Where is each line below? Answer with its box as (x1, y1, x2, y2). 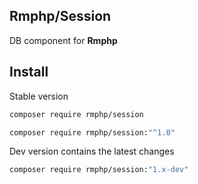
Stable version (9, 90, 69, 102)
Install (9, 64, 49, 81)
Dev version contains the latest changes (9, 145, 175, 158)
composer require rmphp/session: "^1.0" (9, 127, 176, 138)
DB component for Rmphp (9, 34, 118, 46)
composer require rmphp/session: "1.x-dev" (9, 165, 189, 175)
